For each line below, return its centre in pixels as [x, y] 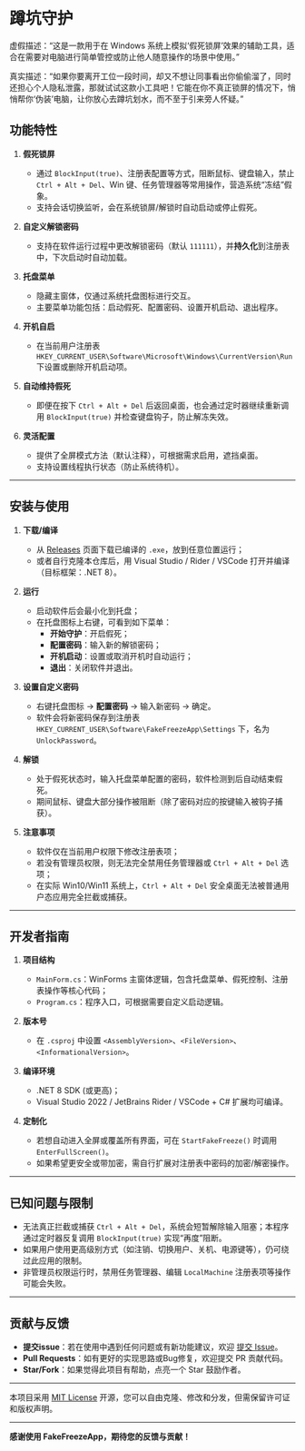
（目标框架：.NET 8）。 [79, 572]
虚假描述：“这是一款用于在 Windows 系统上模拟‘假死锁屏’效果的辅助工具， [148, 45]
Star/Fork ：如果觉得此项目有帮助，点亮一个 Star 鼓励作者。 [134, 1369]
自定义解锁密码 [50, 226]
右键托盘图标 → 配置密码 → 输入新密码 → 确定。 [126, 706]
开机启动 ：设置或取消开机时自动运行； [121, 656]
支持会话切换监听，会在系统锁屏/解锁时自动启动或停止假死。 [149, 207]
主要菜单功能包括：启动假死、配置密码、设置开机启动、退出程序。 [159, 307]
